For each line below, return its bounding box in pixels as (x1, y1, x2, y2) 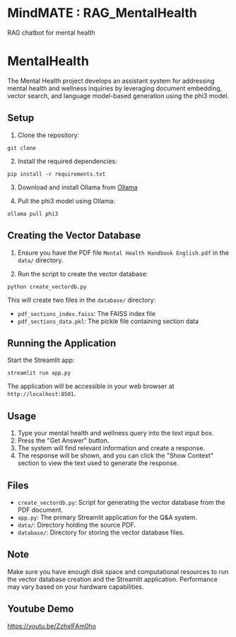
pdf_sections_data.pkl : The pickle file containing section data (17, 317, 199, 325)
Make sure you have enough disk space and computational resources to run (7, 567, 229, 575)
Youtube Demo (7, 603, 74, 615)
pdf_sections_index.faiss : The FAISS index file (17, 309, 156, 317)
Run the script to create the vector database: (17, 269, 148, 278)
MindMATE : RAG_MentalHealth (7, 5, 198, 21)
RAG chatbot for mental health (7, 28, 95, 37)
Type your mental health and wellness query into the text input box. (17, 429, 214, 438)
